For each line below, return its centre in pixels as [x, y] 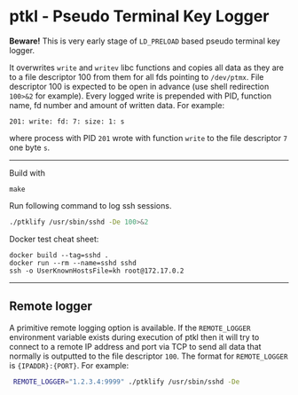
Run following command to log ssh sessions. [90, 205]
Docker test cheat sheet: [54, 239]
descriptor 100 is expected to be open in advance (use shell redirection [139, 86]
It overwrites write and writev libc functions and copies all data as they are [146, 67]
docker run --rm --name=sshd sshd [73, 263]
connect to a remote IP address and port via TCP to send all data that [135, 346]
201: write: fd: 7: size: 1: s [67, 122]
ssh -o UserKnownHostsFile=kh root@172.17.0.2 [97, 271]
